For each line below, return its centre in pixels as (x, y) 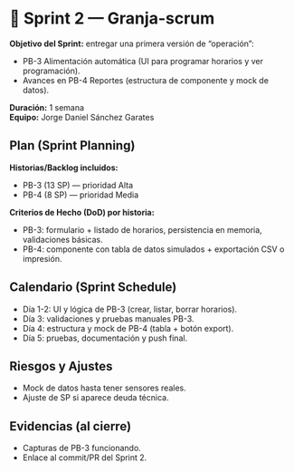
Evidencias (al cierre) (71, 426)
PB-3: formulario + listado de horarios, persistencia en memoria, (142, 229)
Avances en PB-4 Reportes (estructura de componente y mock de (146, 80)
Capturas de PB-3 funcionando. (82, 448)
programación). (51, 71)
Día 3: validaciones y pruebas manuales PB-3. (108, 318)
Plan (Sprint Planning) (72, 145)
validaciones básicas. (62, 239)
